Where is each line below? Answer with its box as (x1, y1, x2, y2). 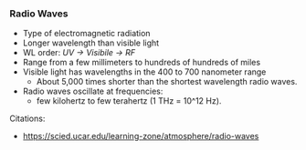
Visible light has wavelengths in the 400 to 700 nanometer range (22, 66, 267, 77)
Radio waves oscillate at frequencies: (22, 85, 164, 97)
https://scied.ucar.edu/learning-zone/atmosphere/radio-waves (22, 131, 259, 142)
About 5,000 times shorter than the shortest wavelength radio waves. (36, 76, 298, 87)
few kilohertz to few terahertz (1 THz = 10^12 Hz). (36, 95, 222, 106)
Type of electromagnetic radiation (22, 28, 151, 39)
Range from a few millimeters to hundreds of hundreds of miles (22, 57, 261, 68)
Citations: (9, 113, 46, 125)
